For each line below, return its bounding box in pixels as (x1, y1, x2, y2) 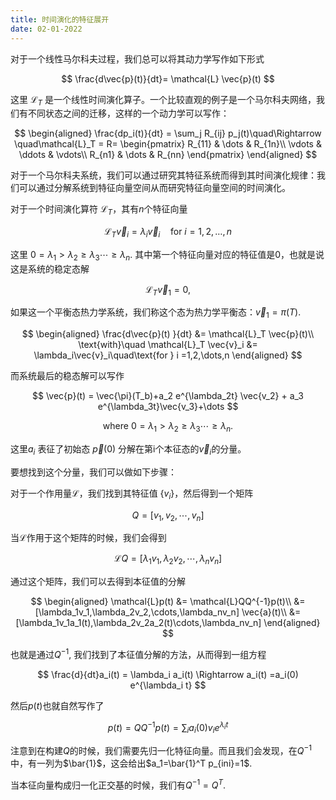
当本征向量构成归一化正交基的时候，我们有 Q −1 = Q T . (10, 777, 227, 791)
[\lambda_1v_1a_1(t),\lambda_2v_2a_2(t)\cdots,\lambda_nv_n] (15, 617, 262, 629)
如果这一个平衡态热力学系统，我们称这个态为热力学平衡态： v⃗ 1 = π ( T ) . (10, 306, 302, 321)
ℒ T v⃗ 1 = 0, (144, 283, 192, 298)
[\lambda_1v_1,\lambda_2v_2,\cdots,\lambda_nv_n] (34, 606, 240, 618)
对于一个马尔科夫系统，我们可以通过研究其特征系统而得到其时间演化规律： (10, 169, 317, 181)
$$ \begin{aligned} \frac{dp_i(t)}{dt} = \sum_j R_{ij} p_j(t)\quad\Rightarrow (14, 127, 322, 140)
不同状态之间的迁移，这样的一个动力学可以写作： (27, 107, 230, 120)
